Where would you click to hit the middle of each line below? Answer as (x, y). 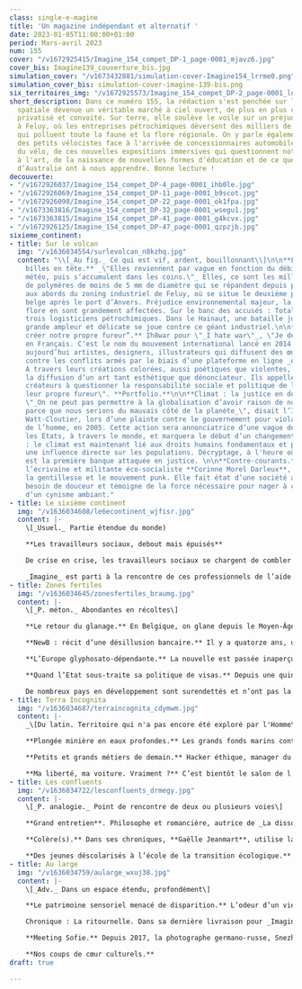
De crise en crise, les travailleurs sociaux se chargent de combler (159, 561)
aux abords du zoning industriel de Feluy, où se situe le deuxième (156, 293)
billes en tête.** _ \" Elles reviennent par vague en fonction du (151, 269)
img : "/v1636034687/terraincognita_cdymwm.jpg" (108, 708)
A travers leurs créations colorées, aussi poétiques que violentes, (159, 369)
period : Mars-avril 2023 (56, 43)
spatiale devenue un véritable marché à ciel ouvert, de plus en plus (152, 110)
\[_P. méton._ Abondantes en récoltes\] (102, 610)
